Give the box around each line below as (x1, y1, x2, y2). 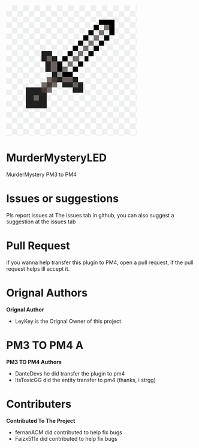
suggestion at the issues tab (6, 218, 76, 225)
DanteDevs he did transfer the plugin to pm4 (14, 370, 125, 377)
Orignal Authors (6, 286, 88, 299)
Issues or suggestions (6, 192, 119, 205)
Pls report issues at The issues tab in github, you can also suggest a (6, 211, 174, 219)
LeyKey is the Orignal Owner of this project (14, 317, 122, 325)
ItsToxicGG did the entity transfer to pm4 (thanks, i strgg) (14, 376, 156, 383)
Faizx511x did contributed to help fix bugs (14, 435, 118, 442)
